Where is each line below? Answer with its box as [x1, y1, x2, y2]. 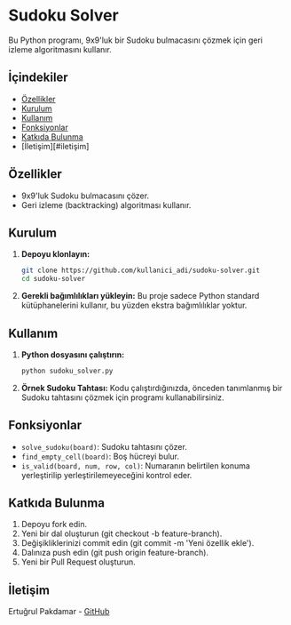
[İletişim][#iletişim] [20, 140, 90, 151]
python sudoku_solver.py [20, 366, 114, 375]
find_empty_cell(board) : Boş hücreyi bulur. [20, 451, 179, 461]
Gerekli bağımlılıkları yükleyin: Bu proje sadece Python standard [20, 291, 260, 301]
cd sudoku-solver [20, 275, 86, 284]
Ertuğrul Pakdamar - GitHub [8, 606, 110, 617]
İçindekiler [8, 70, 68, 85]
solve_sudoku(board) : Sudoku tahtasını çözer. [20, 441, 187, 452]
